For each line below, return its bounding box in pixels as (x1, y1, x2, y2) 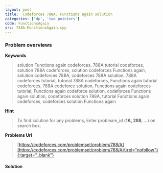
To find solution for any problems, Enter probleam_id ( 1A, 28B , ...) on (17, 118, 156, 124)
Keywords (5, 52, 26, 59)
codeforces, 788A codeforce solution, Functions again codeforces (17, 83, 151, 89)
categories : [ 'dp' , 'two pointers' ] (5, 16, 80, 21)
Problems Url (5, 132, 32, 138)
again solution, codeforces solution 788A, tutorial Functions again (17, 94, 150, 99)
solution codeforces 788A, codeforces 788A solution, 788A (17, 73, 137, 78)
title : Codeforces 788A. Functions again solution (5, 12, 113, 17)
